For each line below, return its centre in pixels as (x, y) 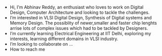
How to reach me (27, 49)
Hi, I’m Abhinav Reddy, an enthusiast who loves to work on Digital (77, 7)
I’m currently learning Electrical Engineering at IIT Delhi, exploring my (80, 33)
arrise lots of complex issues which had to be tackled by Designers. (79, 28)
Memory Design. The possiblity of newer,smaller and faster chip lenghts (83, 23)
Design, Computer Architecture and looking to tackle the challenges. (80, 12)
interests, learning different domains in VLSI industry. (64, 39)
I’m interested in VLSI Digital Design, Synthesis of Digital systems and (81, 18)
